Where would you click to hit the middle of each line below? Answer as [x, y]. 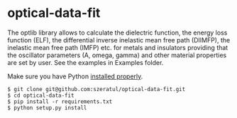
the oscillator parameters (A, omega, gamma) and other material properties [117, 55]
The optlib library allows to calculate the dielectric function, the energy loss [117, 33]
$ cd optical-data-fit [41, 95]
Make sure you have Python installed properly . [75, 76]
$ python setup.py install [47, 107]
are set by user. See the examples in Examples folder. [86, 62]
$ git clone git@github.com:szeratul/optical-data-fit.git [97, 89]
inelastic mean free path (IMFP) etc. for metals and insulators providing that [118, 47]
